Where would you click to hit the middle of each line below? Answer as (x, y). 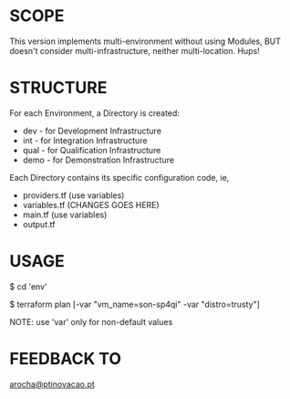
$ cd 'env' (28, 286)
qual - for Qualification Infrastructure (92, 150)
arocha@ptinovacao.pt (52, 383)
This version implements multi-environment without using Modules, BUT (145, 41)
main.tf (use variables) (65, 215)
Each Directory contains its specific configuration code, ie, (119, 177)
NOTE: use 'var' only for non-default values (91, 321)
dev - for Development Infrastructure (92, 131)
